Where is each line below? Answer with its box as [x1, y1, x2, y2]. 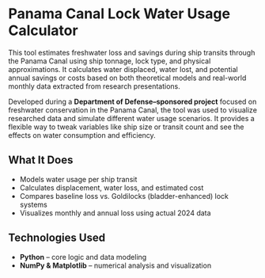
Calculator [8, 21, 78, 40]
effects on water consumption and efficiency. [8, 130, 156, 139]
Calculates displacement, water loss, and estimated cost [19, 183, 204, 192]
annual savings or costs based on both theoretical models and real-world [8, 73, 247, 82]
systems [19, 200, 47, 209]
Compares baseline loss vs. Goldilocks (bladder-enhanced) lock [19, 191, 229, 200]
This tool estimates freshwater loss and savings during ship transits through [8, 48, 256, 57]
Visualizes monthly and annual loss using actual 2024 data [19, 208, 211, 218]
